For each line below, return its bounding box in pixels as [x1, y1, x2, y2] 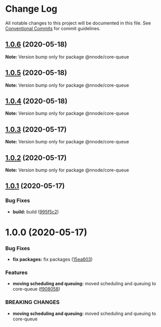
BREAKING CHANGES [5, 299, 60, 306]
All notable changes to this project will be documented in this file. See [5, 20, 151, 26]
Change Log [5, 3, 57, 15]
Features [5, 269, 28, 276]
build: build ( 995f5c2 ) [12, 209, 59, 215]
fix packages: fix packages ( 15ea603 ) [12, 256, 93, 263]
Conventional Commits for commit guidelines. [5, 25, 101, 31]
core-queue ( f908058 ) [12, 286, 60, 292]
